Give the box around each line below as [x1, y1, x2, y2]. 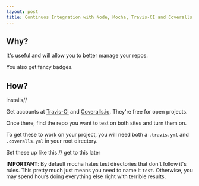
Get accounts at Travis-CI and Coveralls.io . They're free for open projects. [6, 108, 188, 115]
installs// [6, 96, 27, 104]
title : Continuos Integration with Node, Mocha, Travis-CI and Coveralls [6, 14, 193, 20]
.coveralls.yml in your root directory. [6, 137, 98, 144]
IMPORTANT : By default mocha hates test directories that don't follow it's [6, 160, 187, 168]
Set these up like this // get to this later [6, 149, 101, 156]
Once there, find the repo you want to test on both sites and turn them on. [6, 119, 187, 127]
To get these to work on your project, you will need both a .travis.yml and [6, 131, 189, 138]
